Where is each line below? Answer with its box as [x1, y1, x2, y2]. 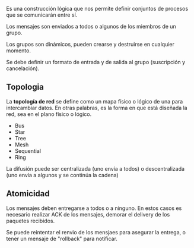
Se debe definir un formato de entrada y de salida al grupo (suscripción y [6, 59, 186, 65]
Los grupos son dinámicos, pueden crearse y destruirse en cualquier [6, 41, 175, 48]
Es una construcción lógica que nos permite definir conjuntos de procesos [6, 5, 189, 12]
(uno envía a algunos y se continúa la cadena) [6, 171, 119, 178]
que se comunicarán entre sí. [6, 11, 78, 18]
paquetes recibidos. [6, 217, 55, 224]
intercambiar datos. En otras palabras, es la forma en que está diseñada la [6, 104, 188, 111]
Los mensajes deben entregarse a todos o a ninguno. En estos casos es [6, 205, 182, 212]
